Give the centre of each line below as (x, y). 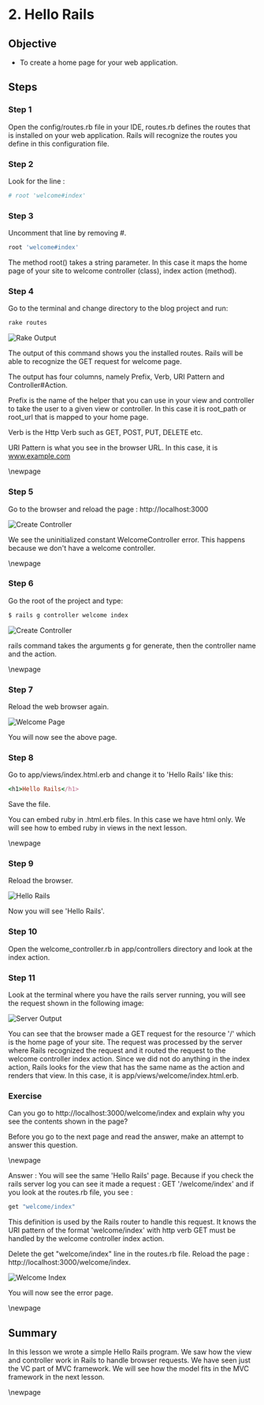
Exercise (25, 1095)
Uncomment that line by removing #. (67, 233)
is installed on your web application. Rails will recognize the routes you (123, 135)
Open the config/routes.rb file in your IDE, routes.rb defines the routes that (129, 127)
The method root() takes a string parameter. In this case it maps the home (128, 262)
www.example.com (39, 456)
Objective (33, 44)
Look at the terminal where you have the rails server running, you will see (127, 995)
